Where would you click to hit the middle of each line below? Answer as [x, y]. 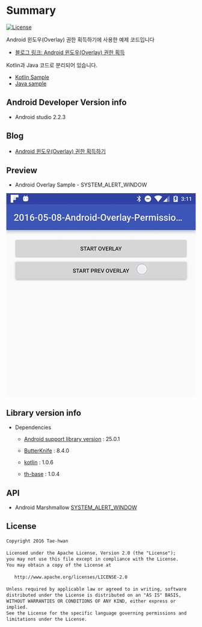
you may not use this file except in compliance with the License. [93, 559]
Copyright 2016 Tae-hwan [37, 541]
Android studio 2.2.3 [40, 117]
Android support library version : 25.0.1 [72, 439]
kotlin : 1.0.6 [39, 462]
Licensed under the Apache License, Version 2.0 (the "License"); [91, 553]
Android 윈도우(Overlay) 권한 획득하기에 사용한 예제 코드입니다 [81, 39]
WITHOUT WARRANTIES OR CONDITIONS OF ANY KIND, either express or [91, 601]
